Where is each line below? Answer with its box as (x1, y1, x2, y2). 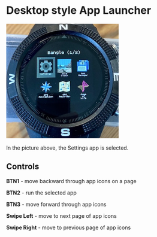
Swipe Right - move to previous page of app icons (6, 224, 131, 231)
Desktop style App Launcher (6, 4, 152, 17)
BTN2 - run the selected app (6, 189, 77, 196)
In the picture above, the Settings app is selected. (6, 144, 129, 151)
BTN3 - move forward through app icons (6, 200, 107, 208)
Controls (6, 162, 40, 172)
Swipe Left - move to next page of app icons (6, 212, 117, 219)
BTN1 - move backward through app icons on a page (6, 177, 137, 184)
